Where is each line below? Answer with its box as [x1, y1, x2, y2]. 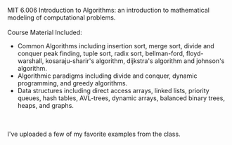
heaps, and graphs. [17, 102, 74, 109]
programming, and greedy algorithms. [17, 79, 128, 87]
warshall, [17, 57, 44, 65]
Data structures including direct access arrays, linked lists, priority [17, 87, 210, 95]
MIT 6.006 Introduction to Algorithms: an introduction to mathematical [7, 6, 210, 14]
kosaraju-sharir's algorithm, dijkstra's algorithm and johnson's [45, 57, 225, 65]
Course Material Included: [7, 28, 82, 36]
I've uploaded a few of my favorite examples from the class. [7, 130, 181, 138]
